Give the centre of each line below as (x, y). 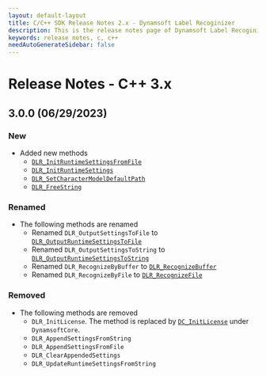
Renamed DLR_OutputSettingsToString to (98, 249)
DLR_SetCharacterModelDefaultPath (88, 179)
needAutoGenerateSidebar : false (61, 45)
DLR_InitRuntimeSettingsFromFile (87, 162)
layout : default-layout (47, 15)
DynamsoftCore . (56, 329)
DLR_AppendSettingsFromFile (78, 347)
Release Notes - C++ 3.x (90, 84)
